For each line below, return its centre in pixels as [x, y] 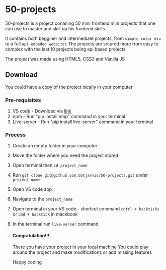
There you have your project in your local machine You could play [80, 247]
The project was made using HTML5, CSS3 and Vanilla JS [65, 59]
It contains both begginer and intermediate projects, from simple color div [83, 38]
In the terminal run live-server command [56, 224]
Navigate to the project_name [43, 199]
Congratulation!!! [31, 235]
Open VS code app [32, 189]
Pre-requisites [23, 100]
